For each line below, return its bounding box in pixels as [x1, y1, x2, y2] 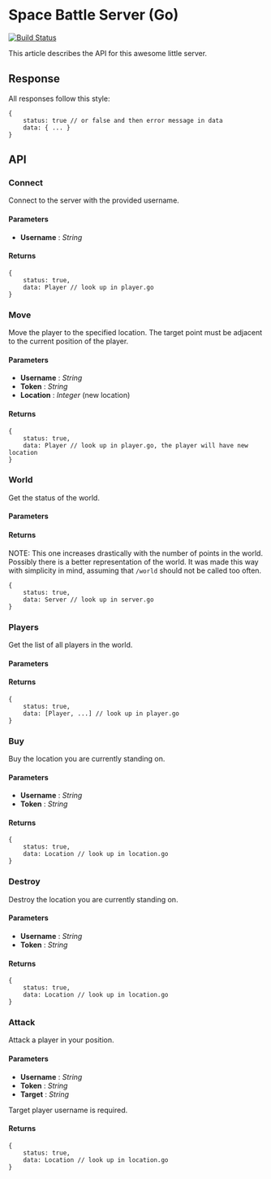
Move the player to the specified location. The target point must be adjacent [8, 328, 263, 338]
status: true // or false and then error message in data [23, 116, 223, 124]
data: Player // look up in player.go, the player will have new [23, 441, 249, 449]
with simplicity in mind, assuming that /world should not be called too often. [8, 565, 262, 575]
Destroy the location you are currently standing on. [8, 894, 179, 904]
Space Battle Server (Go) [8, 6, 179, 24]
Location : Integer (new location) [19, 391, 131, 400]
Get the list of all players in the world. [8, 640, 133, 649]
